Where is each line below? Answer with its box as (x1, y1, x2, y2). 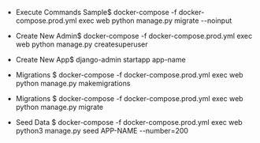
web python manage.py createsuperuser (15, 40, 148, 49)
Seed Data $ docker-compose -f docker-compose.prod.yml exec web (15, 118, 243, 126)
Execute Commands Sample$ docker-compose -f (15, 8, 177, 17)
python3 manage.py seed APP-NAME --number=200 (15, 126, 189, 135)
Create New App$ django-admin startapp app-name (15, 55, 187, 64)
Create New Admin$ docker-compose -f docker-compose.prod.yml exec (15, 32, 253, 40)
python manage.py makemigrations (15, 79, 131, 88)
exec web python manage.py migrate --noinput (78, 16, 232, 25)
